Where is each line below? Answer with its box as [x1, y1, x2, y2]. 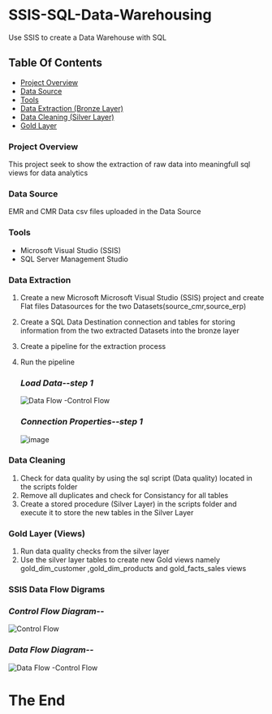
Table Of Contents [8, 56, 103, 70]
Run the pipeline [19, 357, 76, 367]
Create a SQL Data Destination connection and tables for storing [19, 316, 235, 326]
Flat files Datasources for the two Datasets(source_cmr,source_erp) [19, 301, 247, 311]
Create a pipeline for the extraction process [19, 341, 166, 351]
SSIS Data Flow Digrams [8, 584, 106, 596]
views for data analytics [8, 168, 89, 178]
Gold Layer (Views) [8, 527, 85, 539]
